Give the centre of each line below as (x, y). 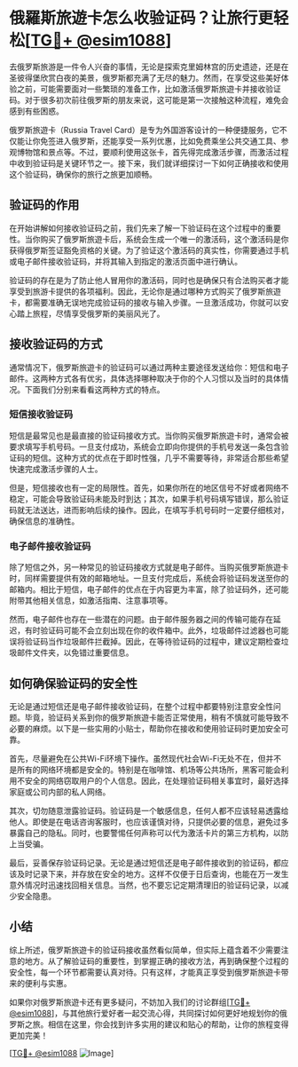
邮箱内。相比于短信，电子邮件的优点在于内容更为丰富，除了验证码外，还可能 (149, 589)
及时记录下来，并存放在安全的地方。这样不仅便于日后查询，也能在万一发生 (153, 873)
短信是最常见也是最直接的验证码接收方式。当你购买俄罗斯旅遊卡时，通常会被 (149, 435)
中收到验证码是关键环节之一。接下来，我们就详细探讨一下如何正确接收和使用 (149, 163)
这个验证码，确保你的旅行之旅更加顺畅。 (83, 174)
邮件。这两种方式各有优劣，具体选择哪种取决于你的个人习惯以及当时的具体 (145, 378)
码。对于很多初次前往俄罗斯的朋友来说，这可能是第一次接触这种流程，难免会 (149, 99)
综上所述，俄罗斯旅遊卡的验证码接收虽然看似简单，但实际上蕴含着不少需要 (145, 950)
